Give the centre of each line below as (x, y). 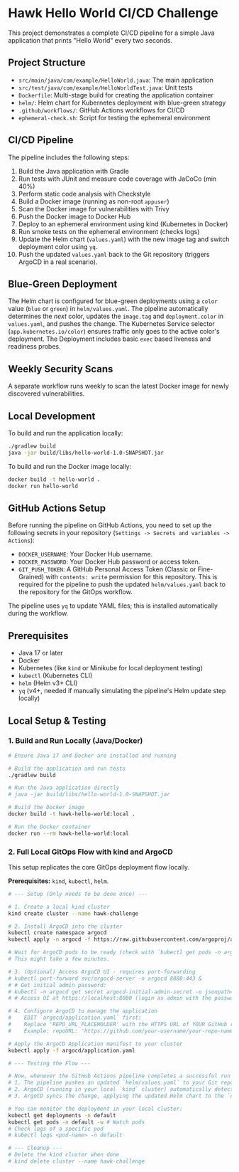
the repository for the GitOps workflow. (76, 592)
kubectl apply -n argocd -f (50, 940)
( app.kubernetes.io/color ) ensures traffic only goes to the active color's (114, 332)
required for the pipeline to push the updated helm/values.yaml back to (122, 584)
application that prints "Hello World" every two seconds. (90, 40)
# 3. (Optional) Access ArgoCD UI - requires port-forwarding (102, 972)
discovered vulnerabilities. (46, 394)
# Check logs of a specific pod (56, 1129)
